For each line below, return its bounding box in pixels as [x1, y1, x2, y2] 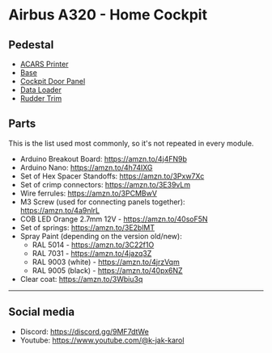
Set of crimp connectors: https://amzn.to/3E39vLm [19, 179, 191, 189]
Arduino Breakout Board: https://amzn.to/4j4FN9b [19, 153, 188, 163]
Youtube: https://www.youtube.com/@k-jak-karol [19, 335, 185, 345]
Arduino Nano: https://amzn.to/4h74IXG [19, 162, 153, 172]
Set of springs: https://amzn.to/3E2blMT [19, 222, 155, 232]
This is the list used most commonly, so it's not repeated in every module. [8, 138, 254, 148]
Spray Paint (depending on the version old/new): [19, 231, 182, 241]
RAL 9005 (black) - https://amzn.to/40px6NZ [32, 265, 184, 275]
